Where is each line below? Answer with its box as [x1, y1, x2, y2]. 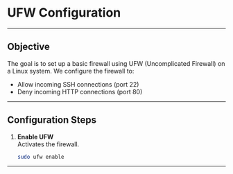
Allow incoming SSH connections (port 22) [17, 80, 139, 88]
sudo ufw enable [17, 153, 64, 160]
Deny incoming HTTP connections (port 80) [17, 87, 143, 96]
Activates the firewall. [17, 140, 80, 148]
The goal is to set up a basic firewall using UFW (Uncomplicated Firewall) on [7, 59, 225, 67]
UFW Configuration [7, 5, 121, 21]
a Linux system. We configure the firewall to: [7, 67, 135, 75]
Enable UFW [17, 132, 54, 141]
